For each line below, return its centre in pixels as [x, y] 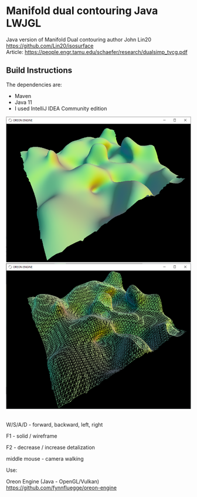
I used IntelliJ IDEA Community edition [61, 108]
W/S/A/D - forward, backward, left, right [55, 425]
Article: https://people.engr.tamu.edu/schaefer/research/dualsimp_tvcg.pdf [97, 52]
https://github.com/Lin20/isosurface [50, 46]
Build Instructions [39, 71]
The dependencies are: [34, 84]
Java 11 [23, 102]
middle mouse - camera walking [45, 459]
